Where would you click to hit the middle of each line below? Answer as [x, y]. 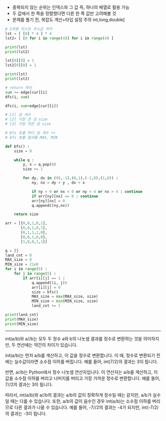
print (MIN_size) [22, 324]
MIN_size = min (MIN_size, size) [65, 301]
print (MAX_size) [22, 319]
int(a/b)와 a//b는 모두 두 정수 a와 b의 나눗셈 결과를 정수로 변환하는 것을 [74, 338]
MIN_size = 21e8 [22, 264]
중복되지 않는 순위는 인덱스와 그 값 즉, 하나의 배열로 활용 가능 [71, 7]
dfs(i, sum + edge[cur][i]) [32, 106]
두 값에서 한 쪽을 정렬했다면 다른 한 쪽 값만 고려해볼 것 [64, 13]
